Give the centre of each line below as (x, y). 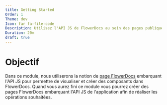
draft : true (17, 38)
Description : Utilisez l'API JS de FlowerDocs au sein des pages (74, 28)
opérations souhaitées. (29, 97)
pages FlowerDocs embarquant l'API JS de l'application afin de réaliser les (81, 92)
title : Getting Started (30, 10)
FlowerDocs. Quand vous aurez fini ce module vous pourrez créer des (77, 86)
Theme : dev (16, 19)
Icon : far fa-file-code (30, 24)
